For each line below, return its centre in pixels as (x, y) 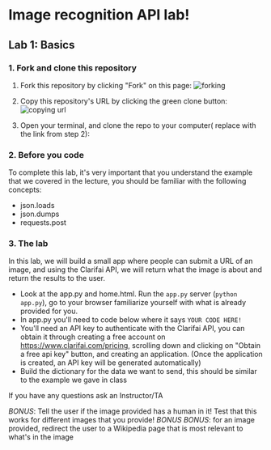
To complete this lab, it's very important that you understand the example (131, 172)
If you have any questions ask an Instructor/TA (86, 396)
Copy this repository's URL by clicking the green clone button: (124, 101)
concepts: (25, 190)
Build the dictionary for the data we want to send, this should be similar (138, 371)
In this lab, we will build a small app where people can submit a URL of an (131, 261)
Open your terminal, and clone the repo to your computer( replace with (138, 125)
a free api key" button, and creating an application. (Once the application (141, 354)
